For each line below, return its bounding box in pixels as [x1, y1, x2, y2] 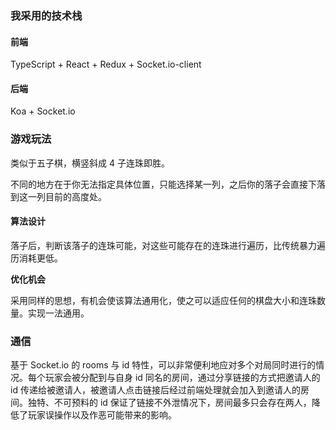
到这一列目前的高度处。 [10, 190, 107, 202]
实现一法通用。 [27, 307, 90, 319]
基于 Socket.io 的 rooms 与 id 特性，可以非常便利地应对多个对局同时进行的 [10, 359, 317, 371]
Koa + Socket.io [10, 105, 76, 117]
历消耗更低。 [10, 252, 63, 264]
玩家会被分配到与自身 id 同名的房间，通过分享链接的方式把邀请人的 [44, 372, 321, 384]
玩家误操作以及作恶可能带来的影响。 [27, 409, 177, 421]
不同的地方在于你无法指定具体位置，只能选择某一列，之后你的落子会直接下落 [10, 178, 326, 190]
